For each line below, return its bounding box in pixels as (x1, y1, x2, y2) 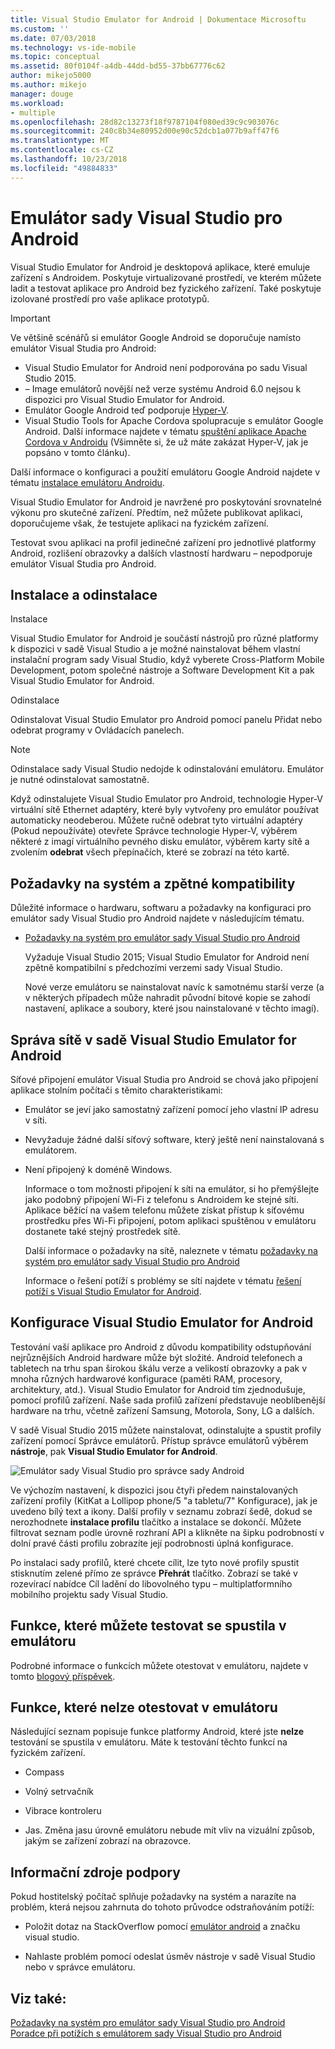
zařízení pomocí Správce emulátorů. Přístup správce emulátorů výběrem (10, 1434, 309, 1446)
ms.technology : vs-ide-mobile (10, 42, 137, 53)
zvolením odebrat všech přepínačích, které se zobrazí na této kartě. (10, 846, 290, 858)
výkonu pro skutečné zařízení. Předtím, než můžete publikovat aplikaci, (10, 506, 303, 518)
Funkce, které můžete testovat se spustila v (10, 1617, 287, 1635)
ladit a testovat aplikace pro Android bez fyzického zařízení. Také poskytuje (10, 282, 322, 294)
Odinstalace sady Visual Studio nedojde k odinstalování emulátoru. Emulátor (10, 763, 324, 775)
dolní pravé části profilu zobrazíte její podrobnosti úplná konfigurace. (10, 1537, 294, 1549)
